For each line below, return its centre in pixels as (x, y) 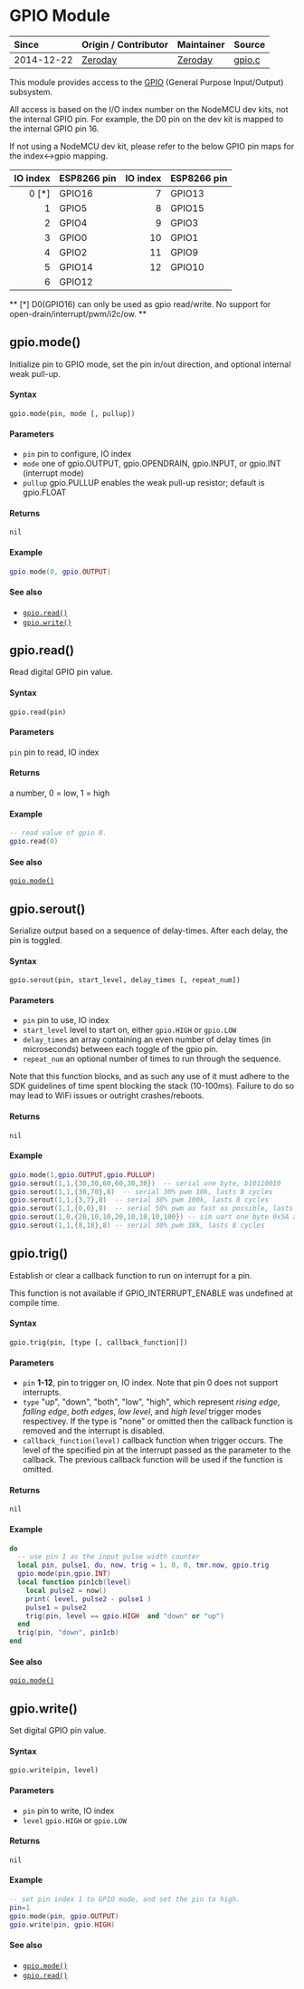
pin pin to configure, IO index (77, 454)
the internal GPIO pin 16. (54, 129)
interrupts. (42, 1393)
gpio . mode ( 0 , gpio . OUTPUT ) (60, 572)
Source (250, 44)
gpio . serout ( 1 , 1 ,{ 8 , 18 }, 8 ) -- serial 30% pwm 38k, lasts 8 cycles (137, 1226)
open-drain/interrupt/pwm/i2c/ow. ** (78, 314)
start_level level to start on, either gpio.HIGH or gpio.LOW (129, 1030)
